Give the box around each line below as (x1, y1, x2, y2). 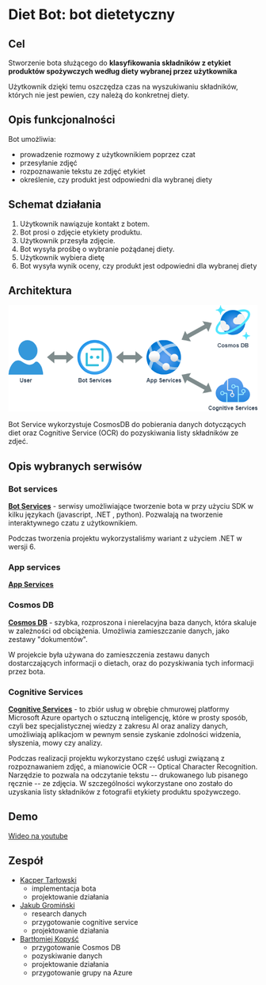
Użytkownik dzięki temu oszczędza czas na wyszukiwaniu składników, (8, 82, 239, 91)
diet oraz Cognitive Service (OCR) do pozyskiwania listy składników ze (8, 428, 239, 437)
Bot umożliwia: (8, 134, 57, 143)
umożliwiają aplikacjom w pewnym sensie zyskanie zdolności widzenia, (8, 730, 241, 739)
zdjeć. (8, 437, 28, 446)
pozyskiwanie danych (31, 951, 103, 960)
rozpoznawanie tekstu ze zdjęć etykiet (19, 166, 146, 176)
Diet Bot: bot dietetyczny (8, 6, 176, 24)
